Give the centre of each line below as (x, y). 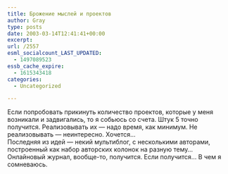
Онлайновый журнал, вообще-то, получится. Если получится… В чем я (114, 157)
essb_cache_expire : (36, 66)
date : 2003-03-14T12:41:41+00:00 (56, 33)
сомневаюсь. (27, 164)
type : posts (25, 27)
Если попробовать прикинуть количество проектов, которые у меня (110, 112)
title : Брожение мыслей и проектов (59, 14)
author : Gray (26, 20)
